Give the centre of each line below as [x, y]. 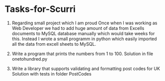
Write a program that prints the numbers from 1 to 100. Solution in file [82, 54]
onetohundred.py [30, 59]
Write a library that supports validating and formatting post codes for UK [86, 69]
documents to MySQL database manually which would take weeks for [83, 33]
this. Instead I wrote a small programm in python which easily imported [84, 39]
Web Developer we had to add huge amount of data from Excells [78, 28]
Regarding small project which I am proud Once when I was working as [84, 23]
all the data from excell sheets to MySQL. [54, 44]
